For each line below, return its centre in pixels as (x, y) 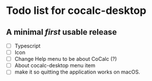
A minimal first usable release (61, 32)
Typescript (27, 46)
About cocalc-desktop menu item (55, 65)
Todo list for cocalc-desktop (76, 11)
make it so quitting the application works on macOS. (77, 72)
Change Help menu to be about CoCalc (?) (65, 59)
